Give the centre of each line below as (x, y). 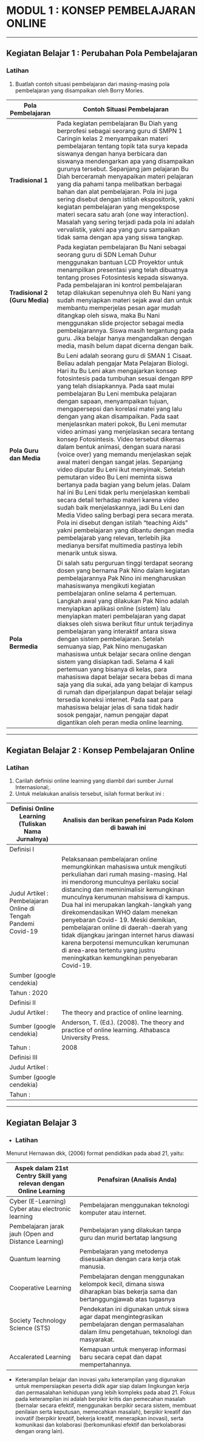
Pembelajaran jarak (37, 1226)
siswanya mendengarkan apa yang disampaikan (125, 161)
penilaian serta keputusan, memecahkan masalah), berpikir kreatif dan (103, 1412)
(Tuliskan (32, 824)
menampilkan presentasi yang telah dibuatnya (122, 270)
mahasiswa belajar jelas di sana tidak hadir (118, 707)
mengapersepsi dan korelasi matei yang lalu (119, 409)
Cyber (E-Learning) (38, 1201)
